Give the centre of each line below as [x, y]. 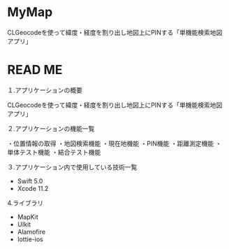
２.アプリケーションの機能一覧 [51, 128]
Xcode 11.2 [33, 188]
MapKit [28, 217]
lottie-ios [30, 239]
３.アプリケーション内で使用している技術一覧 [72, 167]
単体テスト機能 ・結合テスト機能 [54, 152]
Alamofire [31, 232]
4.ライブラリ [25, 203]
